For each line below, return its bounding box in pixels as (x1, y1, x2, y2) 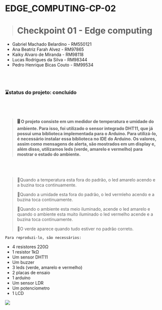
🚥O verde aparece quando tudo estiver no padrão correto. (17, 226, 134, 232)
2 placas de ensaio (12, 270, 50, 275)
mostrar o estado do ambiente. (17, 151, 81, 157)
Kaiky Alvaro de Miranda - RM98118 (12, 52, 84, 57)
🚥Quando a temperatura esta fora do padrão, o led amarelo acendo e (17, 177, 156, 182)
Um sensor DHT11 (12, 254, 48, 260)
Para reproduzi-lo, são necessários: (5, 235, 82, 240)
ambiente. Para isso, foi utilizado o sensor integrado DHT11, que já (17, 126, 153, 131)
